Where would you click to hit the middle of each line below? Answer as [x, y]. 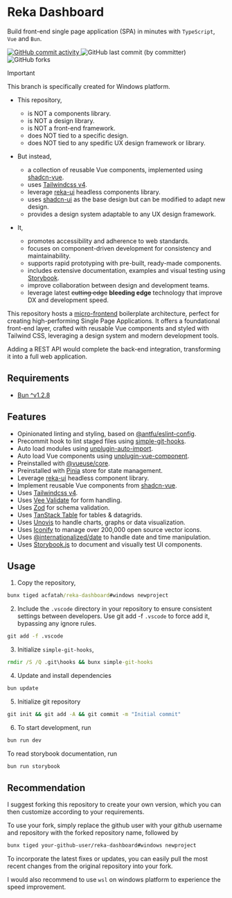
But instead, [34, 156]
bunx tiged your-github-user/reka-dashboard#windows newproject [102, 846]
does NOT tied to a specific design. [78, 135]
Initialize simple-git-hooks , [56, 649]
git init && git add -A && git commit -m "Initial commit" [94, 714]
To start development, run [54, 727]
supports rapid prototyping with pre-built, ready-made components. [124, 263]
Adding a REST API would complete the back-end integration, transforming [114, 349]
